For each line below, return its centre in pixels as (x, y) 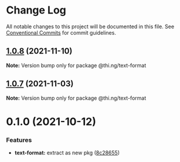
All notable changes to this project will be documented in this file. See (90, 26)
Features (19, 140)
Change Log (36, 10)
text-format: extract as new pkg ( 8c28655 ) (67, 153)
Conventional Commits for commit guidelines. (61, 32)
